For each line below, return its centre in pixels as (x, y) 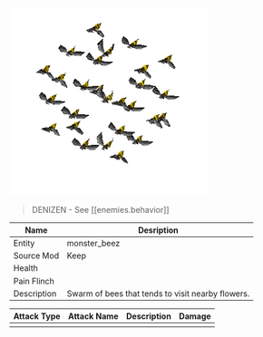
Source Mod (36, 255)
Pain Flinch (34, 281)
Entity (24, 243)
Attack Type (37, 316)
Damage (195, 316)
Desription (158, 230)
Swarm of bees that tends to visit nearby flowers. (158, 294)
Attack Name (93, 316)
